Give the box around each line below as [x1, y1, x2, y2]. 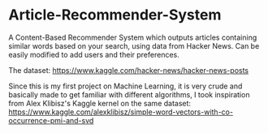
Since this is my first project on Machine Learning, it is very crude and [8, 81, 243, 91]
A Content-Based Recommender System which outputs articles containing [8, 32, 257, 42]
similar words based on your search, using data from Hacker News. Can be [8, 41, 260, 50]
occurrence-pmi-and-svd [8, 115, 94, 125]
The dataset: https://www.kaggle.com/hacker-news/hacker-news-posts [8, 65, 249, 75]
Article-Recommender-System [8, 6, 222, 24]
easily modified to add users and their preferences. [8, 49, 180, 59]
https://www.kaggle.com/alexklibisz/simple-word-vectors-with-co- [8, 107, 234, 117]
